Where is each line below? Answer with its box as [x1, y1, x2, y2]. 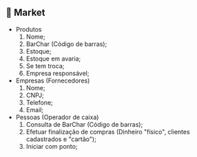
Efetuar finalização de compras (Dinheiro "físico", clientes [25, 127, 190, 136]
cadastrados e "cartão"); [25, 135, 96, 143]
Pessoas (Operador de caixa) [15, 113, 99, 121]
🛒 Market [6, 7, 45, 19]
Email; [25, 105, 44, 114]
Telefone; [25, 98, 54, 107]
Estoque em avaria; [25, 54, 81, 63]
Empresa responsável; [25, 69, 90, 77]
